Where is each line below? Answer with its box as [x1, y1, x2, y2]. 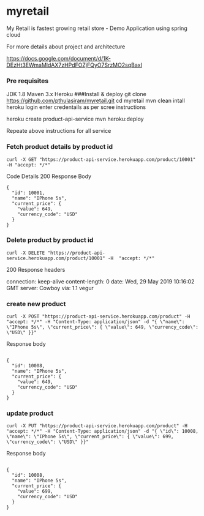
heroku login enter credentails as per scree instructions [6, 103, 146, 111]
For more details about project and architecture [6, 43, 126, 50]
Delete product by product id [6, 236, 94, 244]
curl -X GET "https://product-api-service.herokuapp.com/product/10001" [6, 156, 196, 163]
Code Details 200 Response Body [6, 173, 92, 180]
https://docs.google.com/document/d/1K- [6, 54, 111, 62]
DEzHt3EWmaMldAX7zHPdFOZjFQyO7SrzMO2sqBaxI [6, 61, 143, 69]
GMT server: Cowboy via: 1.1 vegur [6, 284, 94, 291]
